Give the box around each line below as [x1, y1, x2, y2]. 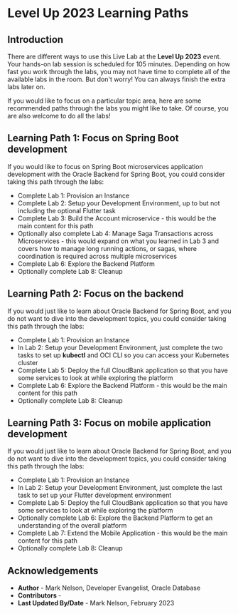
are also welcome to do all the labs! [7, 112, 111, 120]
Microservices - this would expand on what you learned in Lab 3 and [17, 237, 219, 245]
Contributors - [17, 591, 62, 600]
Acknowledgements [7, 565, 99, 577]
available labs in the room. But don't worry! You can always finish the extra [7, 75, 226, 83]
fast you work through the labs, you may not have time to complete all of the [7, 68, 231, 76]
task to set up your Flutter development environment [17, 491, 172, 500]
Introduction [7, 34, 64, 46]
